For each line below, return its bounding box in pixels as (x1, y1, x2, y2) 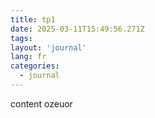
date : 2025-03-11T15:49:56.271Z (10, 24, 145, 34)
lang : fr (10, 52, 47, 62)
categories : (10, 61, 60, 71)
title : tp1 (10, 14, 56, 25)
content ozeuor (10, 97, 73, 110)
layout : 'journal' (10, 42, 87, 53)
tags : (10, 33, 33, 43)
